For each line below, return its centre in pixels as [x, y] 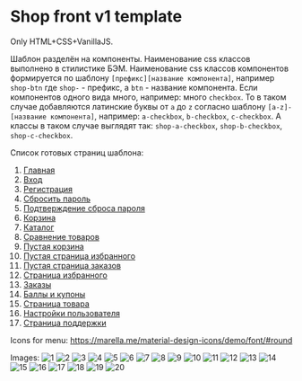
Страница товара [56, 304]
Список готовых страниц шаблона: [77, 152]
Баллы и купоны [54, 294]
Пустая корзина [53, 246]
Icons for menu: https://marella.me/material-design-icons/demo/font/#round [151, 340]
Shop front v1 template [96, 17]
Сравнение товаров [61, 236]
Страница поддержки [65, 323]
